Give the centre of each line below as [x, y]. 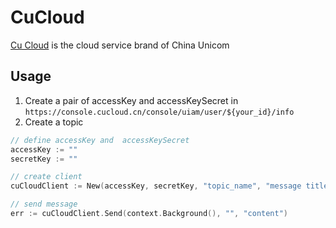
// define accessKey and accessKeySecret [100, 140]
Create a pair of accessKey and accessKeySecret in [131, 100]
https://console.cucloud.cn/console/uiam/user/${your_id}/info [159, 112]
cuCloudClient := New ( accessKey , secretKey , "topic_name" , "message [156, 186]
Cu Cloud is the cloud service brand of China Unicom [120, 45]
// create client [46, 177]
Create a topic [54, 122]
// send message [44, 204]
